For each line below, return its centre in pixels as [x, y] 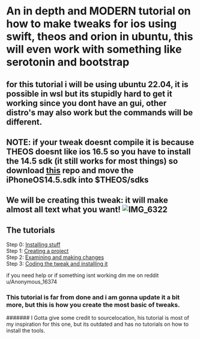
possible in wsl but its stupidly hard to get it [89, 93]
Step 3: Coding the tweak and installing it [57, 264]
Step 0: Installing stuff [33, 245]
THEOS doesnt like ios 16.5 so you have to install [98, 151]
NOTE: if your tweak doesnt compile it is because [100, 142]
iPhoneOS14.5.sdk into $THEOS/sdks [77, 179]
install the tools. [26, 331]
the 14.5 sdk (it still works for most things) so [92, 161]
